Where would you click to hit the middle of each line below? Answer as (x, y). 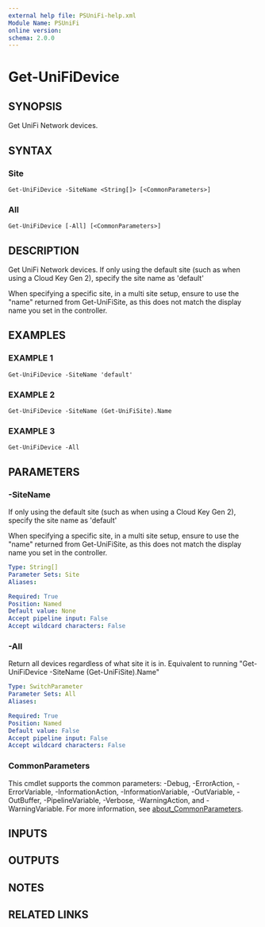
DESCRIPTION (44, 250)
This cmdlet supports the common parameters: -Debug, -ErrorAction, (122, 783)
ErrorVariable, (31, 792)
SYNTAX (31, 151)
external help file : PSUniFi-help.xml (72, 16)
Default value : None (42, 611)
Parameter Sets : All (42, 694)
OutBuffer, (25, 800)
